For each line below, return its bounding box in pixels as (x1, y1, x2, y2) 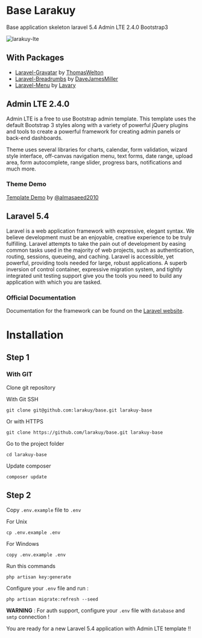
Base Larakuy (6, 4, 76, 17)
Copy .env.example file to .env (6, 506, 81, 513)
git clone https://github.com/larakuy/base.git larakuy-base (6, 429, 163, 436)
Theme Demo (6, 180, 46, 189)
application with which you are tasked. (6, 278, 102, 286)
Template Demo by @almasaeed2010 (6, 193, 99, 201)
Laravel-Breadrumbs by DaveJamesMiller (14, 75, 119, 82)
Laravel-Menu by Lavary (14, 81, 77, 89)
